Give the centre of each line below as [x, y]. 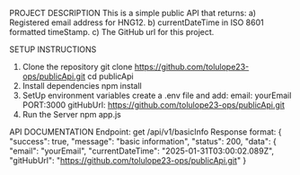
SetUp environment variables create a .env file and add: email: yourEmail [157, 95]
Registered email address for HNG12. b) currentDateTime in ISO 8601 [137, 22]
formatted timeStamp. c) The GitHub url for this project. [112, 32]
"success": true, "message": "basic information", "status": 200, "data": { [143, 141]
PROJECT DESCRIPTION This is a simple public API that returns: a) [133, 13]
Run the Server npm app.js [71, 114]
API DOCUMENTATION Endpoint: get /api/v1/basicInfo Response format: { [146, 132]
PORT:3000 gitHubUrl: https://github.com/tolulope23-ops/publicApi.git [154, 105]
